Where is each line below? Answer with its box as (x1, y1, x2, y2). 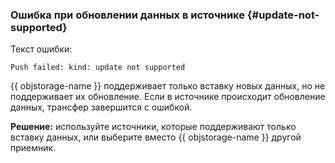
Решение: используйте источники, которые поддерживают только (10, 121, 297, 133)
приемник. (10, 142, 57, 154)
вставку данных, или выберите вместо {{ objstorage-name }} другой (10, 131, 302, 143)
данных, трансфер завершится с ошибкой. (10, 101, 193, 113)
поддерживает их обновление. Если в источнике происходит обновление (10, 91, 326, 103)
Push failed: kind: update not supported (10, 63, 186, 73)
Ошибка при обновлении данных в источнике (10, 8, 245, 22)
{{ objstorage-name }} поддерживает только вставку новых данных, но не (10, 80, 326, 92)
